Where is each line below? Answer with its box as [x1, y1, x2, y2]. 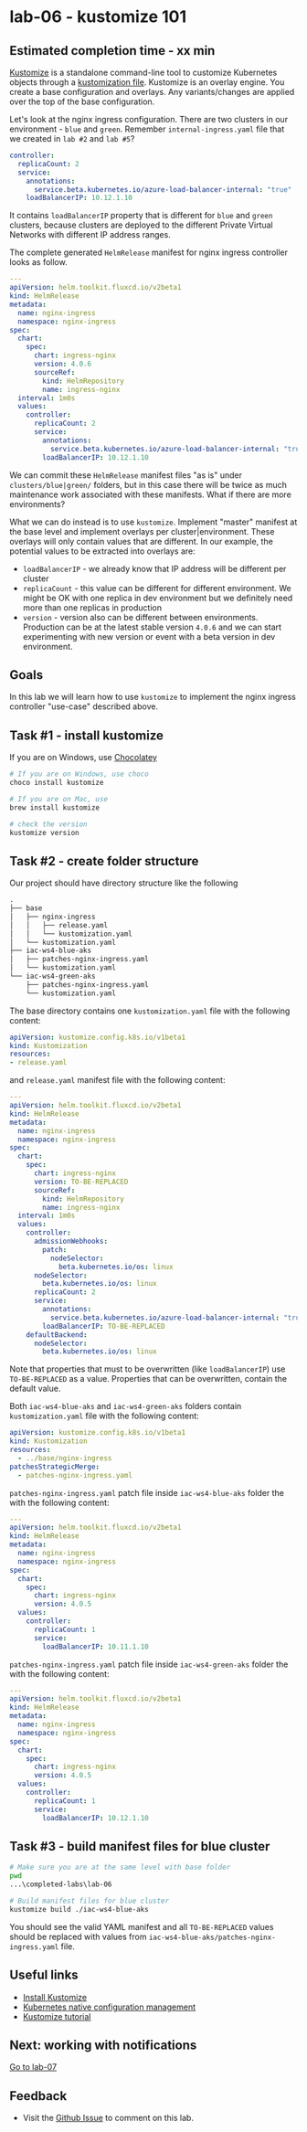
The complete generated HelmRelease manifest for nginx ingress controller [9, 247, 289, 258]
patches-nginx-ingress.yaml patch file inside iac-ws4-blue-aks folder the [9, 1487, 285, 1498]
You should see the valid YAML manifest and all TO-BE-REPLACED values [9, 1921, 274, 1932]
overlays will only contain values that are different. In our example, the [9, 536, 274, 546]
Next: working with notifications [9, 2037, 197, 2052]
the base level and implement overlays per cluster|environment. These [9, 525, 275, 536]
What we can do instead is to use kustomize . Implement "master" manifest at [9, 516, 298, 527]
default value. [9, 1383, 61, 1395]
